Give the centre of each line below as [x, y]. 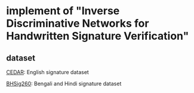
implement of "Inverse [63, 11]
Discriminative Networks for [78, 23]
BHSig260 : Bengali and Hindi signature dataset [64, 84]
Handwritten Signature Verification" [98, 36]
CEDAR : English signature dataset [48, 72]
